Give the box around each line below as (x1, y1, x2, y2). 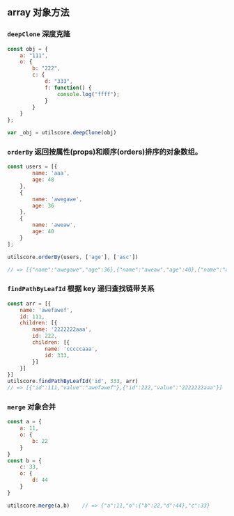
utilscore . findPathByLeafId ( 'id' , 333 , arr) (7, 378, 139, 385)
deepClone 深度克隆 (7, 29, 71, 39)
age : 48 (32, 176, 54, 183)
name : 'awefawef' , (19, 306, 73, 313)
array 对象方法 (7, 6, 70, 19)
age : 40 (32, 228, 54, 235)
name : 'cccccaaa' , (44, 345, 98, 352)
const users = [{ (7, 163, 58, 171)
